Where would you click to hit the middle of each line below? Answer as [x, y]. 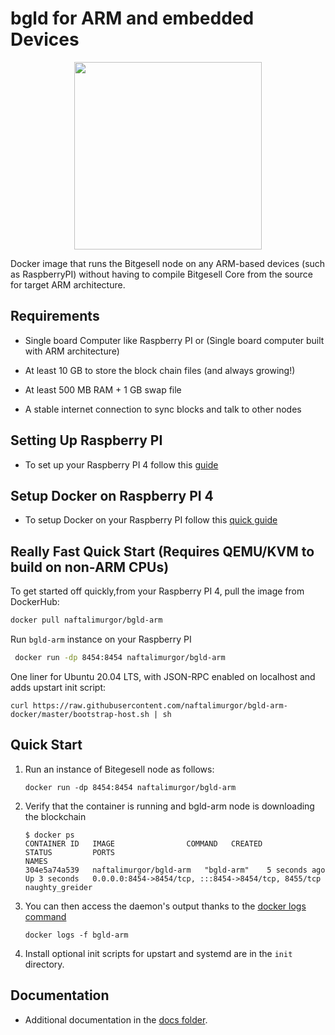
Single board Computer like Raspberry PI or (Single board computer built [174, 340]
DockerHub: [35, 602]
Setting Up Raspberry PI [86, 440]
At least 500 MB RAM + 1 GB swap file [103, 389]
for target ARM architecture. [68, 284]
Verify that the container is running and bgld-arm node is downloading [169, 806]
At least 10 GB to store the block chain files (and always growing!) [160, 370]
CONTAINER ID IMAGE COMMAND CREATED [143, 843]
